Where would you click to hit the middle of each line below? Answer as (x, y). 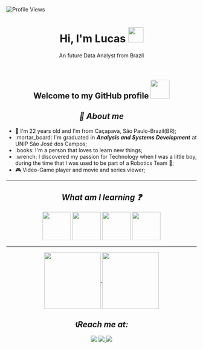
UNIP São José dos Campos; (51, 144)
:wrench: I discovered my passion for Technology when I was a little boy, (106, 156)
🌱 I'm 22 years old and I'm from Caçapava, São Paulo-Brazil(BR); (96, 131)
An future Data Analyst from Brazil (101, 55)
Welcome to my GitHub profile (91, 96)
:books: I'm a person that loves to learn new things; (79, 150)
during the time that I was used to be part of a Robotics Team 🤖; (94, 163)
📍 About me (101, 116)
